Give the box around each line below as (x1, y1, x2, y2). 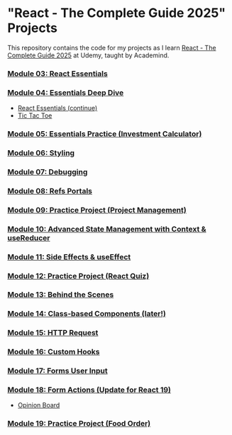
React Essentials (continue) (17, 104, 98, 113)
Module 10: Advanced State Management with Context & (7, 224, 206, 234)
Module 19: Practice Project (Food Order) (7, 419, 151, 429)
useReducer (7, 232, 50, 242)
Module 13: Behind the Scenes (7, 290, 114, 300)
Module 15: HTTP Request (7, 328, 99, 338)
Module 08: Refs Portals (7, 186, 93, 196)
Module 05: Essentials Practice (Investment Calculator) (7, 129, 202, 139)
